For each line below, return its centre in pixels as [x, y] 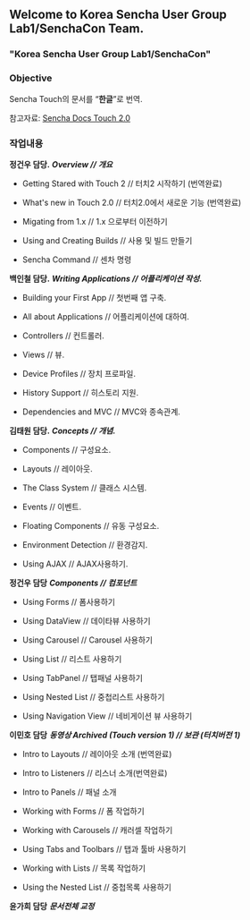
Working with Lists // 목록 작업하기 [83, 868]
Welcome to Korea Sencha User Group [118, 15]
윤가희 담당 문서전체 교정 [52, 906]
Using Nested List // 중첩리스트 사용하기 [93, 696]
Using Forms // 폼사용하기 [69, 601]
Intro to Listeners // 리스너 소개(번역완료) [95, 772]
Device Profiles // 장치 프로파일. [79, 373]
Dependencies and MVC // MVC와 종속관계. [101, 412]
